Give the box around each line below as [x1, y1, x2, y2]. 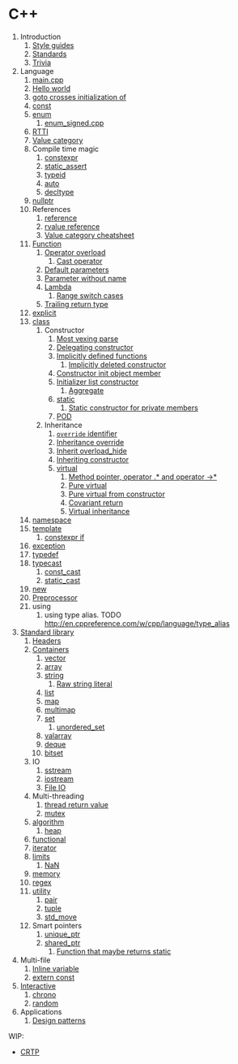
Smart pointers [32, 920, 83, 930]
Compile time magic [32, 144, 100, 154]
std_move [44, 911, 77, 922]
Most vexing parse [56, 334, 119, 344]
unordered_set [56, 722, 105, 732]
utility [32, 886, 51, 896]
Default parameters [44, 265, 109, 275]
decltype [44, 187, 74, 197]
